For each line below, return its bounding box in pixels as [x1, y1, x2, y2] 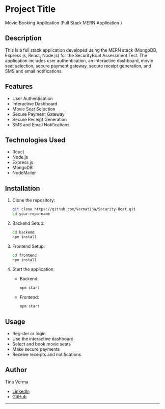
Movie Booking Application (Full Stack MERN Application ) [5, 20, 122, 26]
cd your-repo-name [12, 211, 50, 216]
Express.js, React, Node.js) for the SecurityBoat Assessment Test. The [5, 52, 147, 58]
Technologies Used [5, 136, 65, 144]
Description [5, 34, 42, 42]
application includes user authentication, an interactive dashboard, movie [5, 58, 154, 64]
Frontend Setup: [12, 243, 45, 249]
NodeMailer [12, 170, 36, 176]
